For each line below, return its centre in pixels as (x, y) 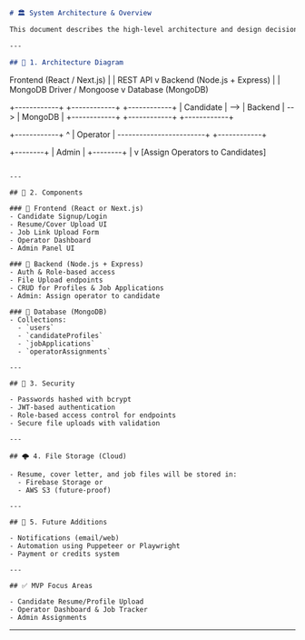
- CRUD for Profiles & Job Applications (87, 288)
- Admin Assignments (49, 617)
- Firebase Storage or (60, 482)
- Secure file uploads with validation (85, 423)
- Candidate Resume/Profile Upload (77, 601)
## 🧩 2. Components (46, 192)
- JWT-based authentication (63, 407)
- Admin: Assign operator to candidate (85, 295)
